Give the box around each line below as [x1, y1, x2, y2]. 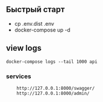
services [6, 72, 31, 80]
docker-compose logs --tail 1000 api [6, 58, 98, 65]
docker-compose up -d [14, 26, 71, 33]
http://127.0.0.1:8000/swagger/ [16, 85, 95, 91]
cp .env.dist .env [14, 20, 54, 27]
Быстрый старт [6, 5, 65, 15]
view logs [6, 43, 42, 53]
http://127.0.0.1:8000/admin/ [16, 90, 90, 96]
